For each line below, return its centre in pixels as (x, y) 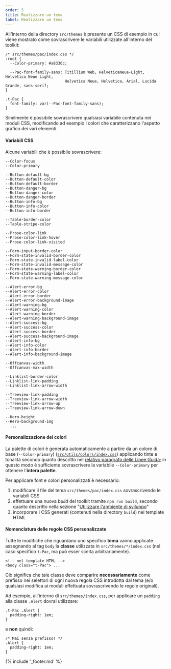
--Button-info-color (27, 206)
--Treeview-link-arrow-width (36, 399)
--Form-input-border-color (34, 251)
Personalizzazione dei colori (36, 437)
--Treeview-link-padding (32, 394)
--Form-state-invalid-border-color (43, 255)
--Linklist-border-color (32, 377)
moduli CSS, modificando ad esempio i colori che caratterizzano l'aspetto (83, 123)
